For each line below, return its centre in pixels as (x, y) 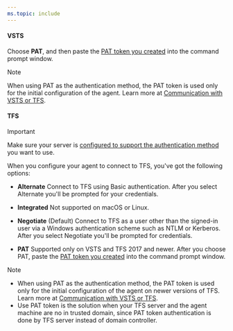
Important (21, 132)
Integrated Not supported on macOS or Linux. (83, 207)
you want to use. (31, 153)
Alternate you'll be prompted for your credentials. (88, 194)
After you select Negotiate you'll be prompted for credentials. (105, 236)
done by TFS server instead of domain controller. (87, 321)
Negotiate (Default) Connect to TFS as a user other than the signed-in (118, 221)
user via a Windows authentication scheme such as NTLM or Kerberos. (119, 228)
